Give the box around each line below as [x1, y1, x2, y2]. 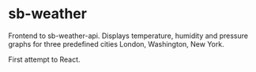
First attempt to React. [8, 55, 81, 64]
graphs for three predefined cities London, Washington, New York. [8, 39, 224, 48]
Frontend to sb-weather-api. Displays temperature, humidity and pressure [8, 31, 249, 40]
